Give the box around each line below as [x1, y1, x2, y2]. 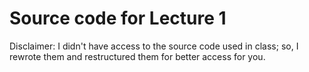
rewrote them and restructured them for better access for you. [9, 50, 266, 62]
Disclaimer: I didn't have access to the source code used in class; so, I [9, 40, 299, 52]
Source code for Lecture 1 [9, 7, 227, 30]
